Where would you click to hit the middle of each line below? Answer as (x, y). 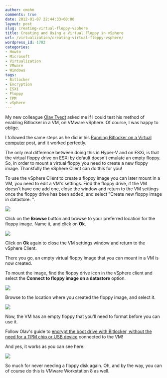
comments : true (21, 15)
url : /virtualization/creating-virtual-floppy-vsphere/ (64, 38)
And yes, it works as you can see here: (45, 346)
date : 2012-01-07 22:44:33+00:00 (40, 19)
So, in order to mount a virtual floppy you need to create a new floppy (77, 163)
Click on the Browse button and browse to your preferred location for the (80, 219)
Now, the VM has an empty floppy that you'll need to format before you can (83, 316)
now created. (19, 263)
